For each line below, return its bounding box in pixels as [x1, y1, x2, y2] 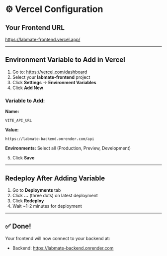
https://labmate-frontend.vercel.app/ [5, 36, 81, 42]
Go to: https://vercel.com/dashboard [12, 69, 87, 75]
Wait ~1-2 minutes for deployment [12, 203, 82, 209]
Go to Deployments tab [12, 187, 61, 193]
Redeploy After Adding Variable [5, 174, 105, 182]
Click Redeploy [12, 198, 44, 204]
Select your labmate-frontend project [12, 74, 90, 80]
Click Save [12, 155, 35, 161]
